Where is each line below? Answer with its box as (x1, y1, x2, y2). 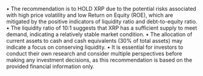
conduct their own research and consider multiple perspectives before (6, 50, 182, 57)
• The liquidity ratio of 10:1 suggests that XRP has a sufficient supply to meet (6, 24, 198, 31)
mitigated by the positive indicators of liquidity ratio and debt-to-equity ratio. (6, 18, 198, 25)
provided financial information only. (6, 63, 95, 70)
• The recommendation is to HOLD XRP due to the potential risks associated (6, 5, 197, 12)
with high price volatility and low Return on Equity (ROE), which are (6, 11, 173, 19)
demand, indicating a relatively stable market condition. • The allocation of (6, 31, 193, 38)
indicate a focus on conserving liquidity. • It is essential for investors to (6, 43, 184, 51)
